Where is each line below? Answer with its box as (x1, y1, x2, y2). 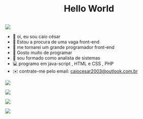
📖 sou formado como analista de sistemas (12, 54, 100, 61)
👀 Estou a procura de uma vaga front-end (12, 39, 100, 45)
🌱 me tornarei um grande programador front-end (12, 44, 115, 50)
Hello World (63, 3, 115, 15)
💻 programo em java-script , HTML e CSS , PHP (12, 61, 114, 67)
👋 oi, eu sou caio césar (12, 33, 61, 39)
